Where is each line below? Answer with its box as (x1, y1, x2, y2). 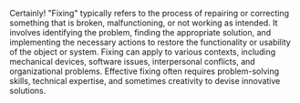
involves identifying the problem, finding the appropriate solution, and (9, 27, 272, 37)
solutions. (9, 86, 47, 96)
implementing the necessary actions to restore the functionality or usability (9, 36, 292, 47)
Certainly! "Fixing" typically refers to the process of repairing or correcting (9, 8, 290, 18)
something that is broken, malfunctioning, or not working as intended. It (9, 17, 278, 28)
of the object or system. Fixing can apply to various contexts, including (9, 46, 276, 57)
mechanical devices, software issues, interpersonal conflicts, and (9, 57, 255, 67)
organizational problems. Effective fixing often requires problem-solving (9, 66, 280, 77)
